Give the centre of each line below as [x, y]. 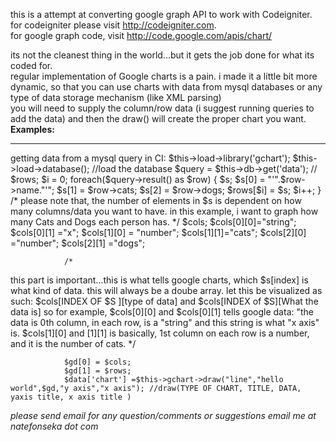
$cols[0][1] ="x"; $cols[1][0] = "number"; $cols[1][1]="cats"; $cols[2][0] [158, 232]
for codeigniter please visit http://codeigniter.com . [113, 25]
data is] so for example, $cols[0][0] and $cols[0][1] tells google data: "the [162, 312]
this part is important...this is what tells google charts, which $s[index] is [159, 280]
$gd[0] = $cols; [97, 362]
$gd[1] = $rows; [97, 371]
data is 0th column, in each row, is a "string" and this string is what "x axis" [165, 322]
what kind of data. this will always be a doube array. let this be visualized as [166, 290]
